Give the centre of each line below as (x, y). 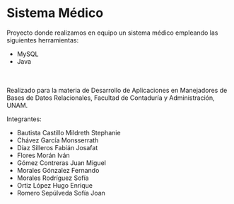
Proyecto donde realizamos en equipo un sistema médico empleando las (112, 33)
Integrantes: (24, 119)
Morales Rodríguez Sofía (53, 178)
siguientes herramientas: (43, 40)
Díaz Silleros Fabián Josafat (57, 147)
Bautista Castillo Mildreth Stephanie (69, 132)
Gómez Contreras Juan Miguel (62, 163)
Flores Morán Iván (43, 155)
